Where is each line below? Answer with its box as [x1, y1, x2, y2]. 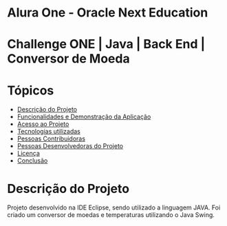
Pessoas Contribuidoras [17, 134, 86, 143]
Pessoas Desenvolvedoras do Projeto [17, 142, 124, 150]
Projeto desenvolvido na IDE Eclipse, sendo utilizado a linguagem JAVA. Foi [7, 203, 221, 212]
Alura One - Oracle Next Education [7, 5, 208, 21]
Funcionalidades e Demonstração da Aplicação [17, 112, 151, 121]
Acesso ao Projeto [17, 120, 69, 128]
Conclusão [17, 156, 48, 165]
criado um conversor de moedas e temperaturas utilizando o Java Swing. [7, 211, 215, 219]
